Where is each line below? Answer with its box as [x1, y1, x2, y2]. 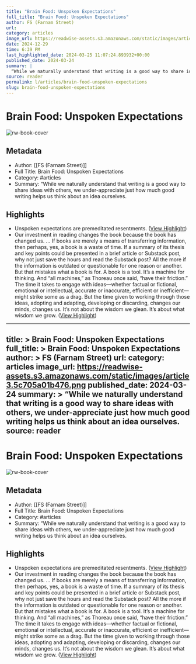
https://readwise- [76, 362, 143, 372]
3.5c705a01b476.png [6, 380, 86, 390]
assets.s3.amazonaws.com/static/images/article [6, 371, 190, 381]
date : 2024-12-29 [6, 41, 48, 47]
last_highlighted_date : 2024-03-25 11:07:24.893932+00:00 [6, 52, 150, 58]
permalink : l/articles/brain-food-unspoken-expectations [6, 79, 148, 85]
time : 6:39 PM [6, 47, 41, 53]
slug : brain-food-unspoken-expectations [6, 85, 106, 91]
